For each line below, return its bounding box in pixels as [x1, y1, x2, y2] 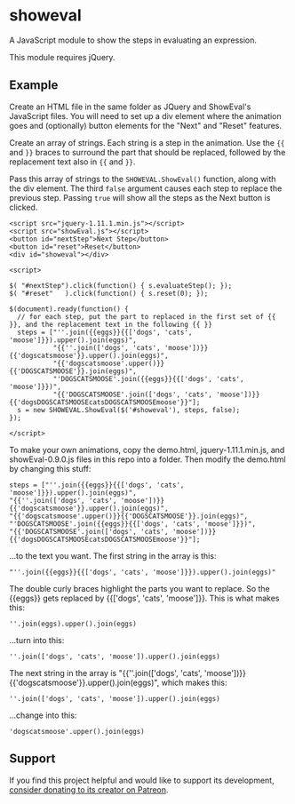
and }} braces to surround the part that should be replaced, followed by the [9, 147, 286, 157]
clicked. [9, 202, 38, 212]
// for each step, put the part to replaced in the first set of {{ [17, 312, 276, 321]
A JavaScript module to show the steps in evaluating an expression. [9, 35, 258, 45]
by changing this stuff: [9, 463, 92, 474]
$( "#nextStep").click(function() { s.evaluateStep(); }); [9, 281, 233, 290]
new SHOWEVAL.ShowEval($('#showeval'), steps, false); [32, 405, 241, 414]
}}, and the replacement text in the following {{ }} [9, 320, 213, 329]
